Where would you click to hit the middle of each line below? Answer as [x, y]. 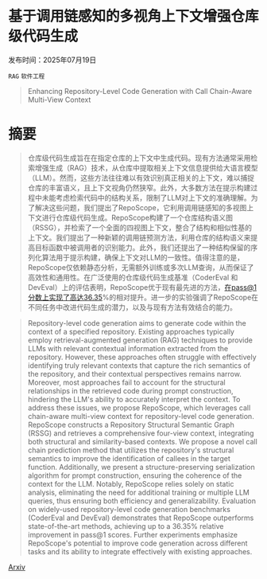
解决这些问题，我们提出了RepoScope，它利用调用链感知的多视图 [141, 207]
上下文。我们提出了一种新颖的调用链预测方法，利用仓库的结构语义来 [139, 237]
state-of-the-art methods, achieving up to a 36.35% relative [126, 526]
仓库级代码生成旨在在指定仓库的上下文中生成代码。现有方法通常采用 [139, 158]
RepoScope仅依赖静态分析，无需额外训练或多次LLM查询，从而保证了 [141, 267]
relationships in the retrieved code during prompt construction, [130, 390]
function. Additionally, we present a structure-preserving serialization [141, 467]
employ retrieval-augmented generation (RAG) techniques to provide [140, 340]
